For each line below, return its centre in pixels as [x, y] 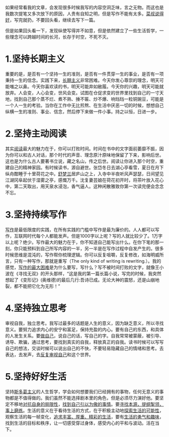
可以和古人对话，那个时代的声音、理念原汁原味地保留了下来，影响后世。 [89, 155]
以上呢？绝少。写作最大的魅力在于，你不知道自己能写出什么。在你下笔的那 [82, 242]
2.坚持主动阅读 [36, 134]
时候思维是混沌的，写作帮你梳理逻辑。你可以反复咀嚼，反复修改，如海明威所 [84, 255]
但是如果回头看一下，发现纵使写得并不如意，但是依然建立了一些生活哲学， [82, 31]
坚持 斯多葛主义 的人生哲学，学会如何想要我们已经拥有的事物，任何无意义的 [82, 391]
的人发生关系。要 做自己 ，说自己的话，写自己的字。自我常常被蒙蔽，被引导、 [84, 336]
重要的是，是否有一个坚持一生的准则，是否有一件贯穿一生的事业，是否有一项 [84, 74]
